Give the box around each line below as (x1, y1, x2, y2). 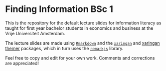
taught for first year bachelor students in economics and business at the (5, 25, 154, 31)
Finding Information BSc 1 (5, 3, 113, 15)
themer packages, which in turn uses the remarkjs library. (5, 45, 124, 51)
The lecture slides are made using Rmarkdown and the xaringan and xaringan (5, 40, 160, 46)
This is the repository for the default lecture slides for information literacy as (5, 20, 162, 26)
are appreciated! (5, 60, 39, 66)
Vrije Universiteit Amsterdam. (5, 30, 66, 36)
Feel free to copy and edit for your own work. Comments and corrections (5, 55, 155, 61)
